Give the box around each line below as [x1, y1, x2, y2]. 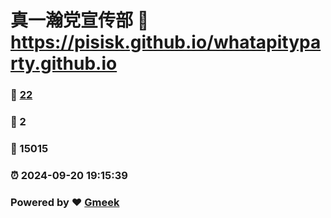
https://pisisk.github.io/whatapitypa [10, 31, 322, 54]
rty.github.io [10, 52, 118, 75]
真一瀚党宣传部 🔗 [10, 9, 150, 32]
